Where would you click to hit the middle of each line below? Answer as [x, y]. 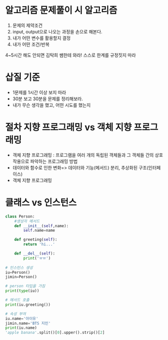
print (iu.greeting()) [28, 305]
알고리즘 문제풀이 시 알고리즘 [61, 10]
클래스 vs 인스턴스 [41, 202]
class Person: [20, 216]
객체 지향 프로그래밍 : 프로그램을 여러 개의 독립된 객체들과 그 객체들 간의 [83, 155]
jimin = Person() [21, 277]
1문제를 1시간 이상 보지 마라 [39, 92]
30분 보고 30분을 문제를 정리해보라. [48, 99]
